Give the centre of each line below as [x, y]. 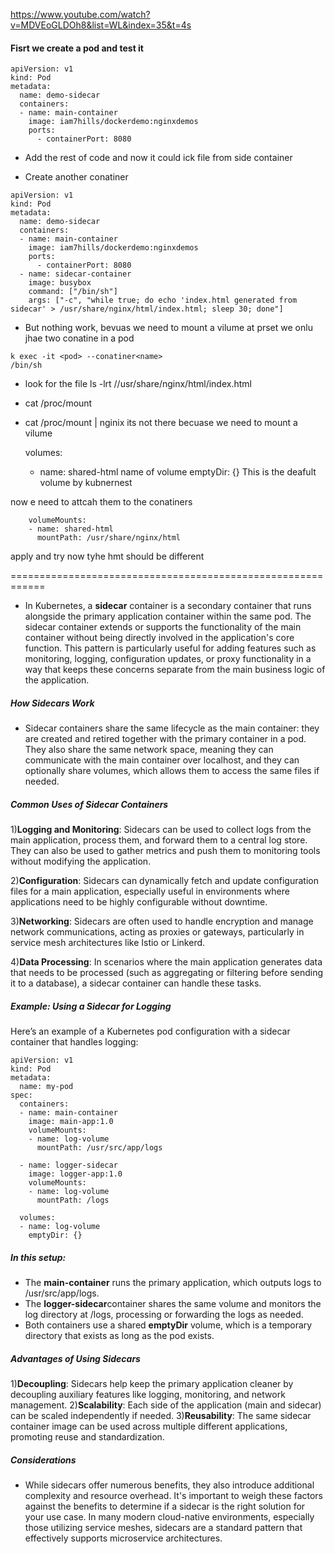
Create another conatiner [76, 177]
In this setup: [38, 1257]
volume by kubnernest [86, 483]
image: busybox [60, 283]
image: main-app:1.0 [71, 1122]
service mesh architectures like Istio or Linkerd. [108, 943]
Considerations [43, 1460]
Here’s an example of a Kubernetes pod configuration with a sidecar [150, 1031]
